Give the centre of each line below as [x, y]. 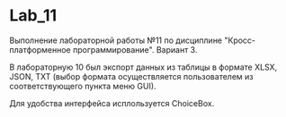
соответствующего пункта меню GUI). [83, 86]
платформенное [40, 49]
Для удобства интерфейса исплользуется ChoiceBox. [112, 103]
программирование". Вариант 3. [135, 49]
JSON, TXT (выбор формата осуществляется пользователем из [131, 76]
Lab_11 [33, 16]
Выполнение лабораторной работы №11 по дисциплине [116, 40]
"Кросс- [240, 40]
